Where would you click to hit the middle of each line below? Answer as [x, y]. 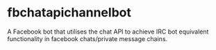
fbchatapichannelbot [69, 13]
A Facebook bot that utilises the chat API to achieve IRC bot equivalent [108, 32]
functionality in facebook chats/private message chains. [88, 38]
